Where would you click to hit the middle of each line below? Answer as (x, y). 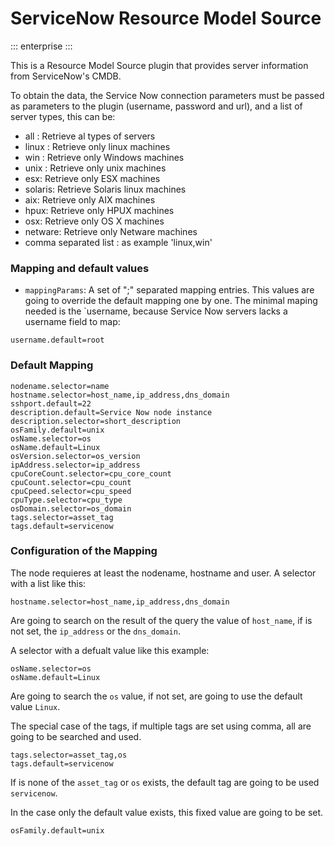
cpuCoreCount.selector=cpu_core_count (91, 473)
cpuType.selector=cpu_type (66, 500)
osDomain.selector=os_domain (71, 508)
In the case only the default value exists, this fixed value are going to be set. (167, 812)
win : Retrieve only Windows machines (104, 157)
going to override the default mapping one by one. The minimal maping (171, 301)
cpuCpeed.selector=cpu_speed (71, 491)
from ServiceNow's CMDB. (66, 76)
